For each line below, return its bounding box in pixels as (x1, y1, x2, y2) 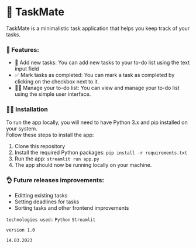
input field (14, 65, 39, 72)
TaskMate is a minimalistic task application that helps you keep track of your (6, 25, 190, 32)
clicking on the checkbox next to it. (14, 78, 99, 85)
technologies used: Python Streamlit (6, 217, 96, 223)
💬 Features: (6, 45, 39, 53)
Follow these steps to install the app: (6, 131, 94, 138)
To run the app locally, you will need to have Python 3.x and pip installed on (6, 119, 188, 126)
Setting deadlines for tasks (14, 198, 80, 205)
